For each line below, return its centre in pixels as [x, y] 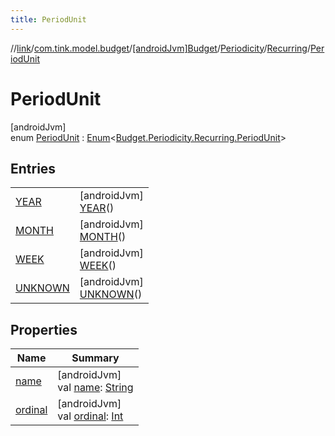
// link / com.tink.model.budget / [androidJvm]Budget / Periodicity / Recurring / [160, 48]
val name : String [95, 388]
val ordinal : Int [90, 416]
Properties [44, 329]
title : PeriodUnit [48, 19]
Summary [95, 358]
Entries [33, 168]
